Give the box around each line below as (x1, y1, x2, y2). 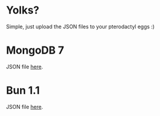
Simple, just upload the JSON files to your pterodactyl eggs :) (6, 23, 155, 30)
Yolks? (6, 4, 39, 17)
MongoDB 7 (6, 44, 65, 57)
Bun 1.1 (6, 84, 40, 97)
